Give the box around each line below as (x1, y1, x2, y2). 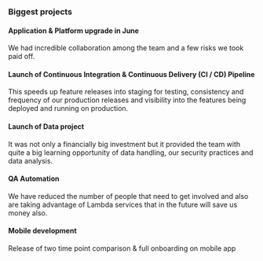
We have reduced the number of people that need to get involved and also (8, 191, 249, 200)
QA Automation (8, 174, 60, 183)
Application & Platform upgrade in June (8, 26, 140, 35)
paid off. (8, 52, 35, 61)
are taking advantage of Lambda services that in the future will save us (8, 200, 238, 209)
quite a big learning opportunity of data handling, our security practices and (8, 148, 254, 157)
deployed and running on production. (8, 104, 129, 113)
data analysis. (8, 156, 53, 165)
